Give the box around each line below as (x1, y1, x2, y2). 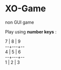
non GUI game (5, 19, 34, 25)
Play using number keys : (5, 29, 57, 35)
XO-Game (5, 3, 46, 14)
